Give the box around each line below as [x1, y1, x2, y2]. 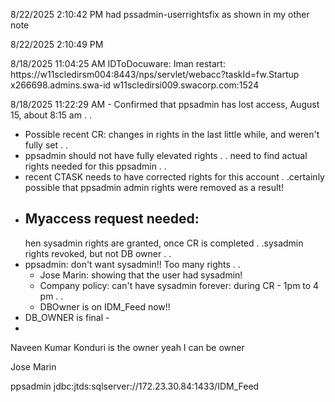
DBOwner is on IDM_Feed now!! [39, 300, 171, 313]
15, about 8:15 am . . [10, 109, 92, 121]
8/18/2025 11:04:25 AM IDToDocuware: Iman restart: [10, 58, 226, 69]
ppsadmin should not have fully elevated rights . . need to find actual [24, 150, 308, 161]
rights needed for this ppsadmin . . [24, 160, 167, 172]
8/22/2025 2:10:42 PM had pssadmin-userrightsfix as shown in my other [10, 9, 310, 20]
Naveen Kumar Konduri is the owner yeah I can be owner [10, 341, 245, 353]
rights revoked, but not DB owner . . [24, 247, 172, 259]
